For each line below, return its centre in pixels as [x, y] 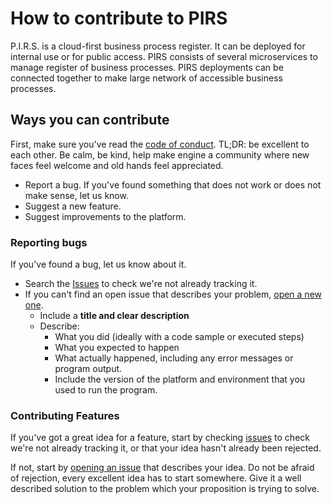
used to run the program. [106, 390]
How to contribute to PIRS [119, 18]
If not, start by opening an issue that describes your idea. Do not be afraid [162, 468]
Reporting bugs [49, 242]
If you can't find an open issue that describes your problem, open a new [173, 294]
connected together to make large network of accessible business [146, 78]
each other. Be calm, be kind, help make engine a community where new [160, 154]
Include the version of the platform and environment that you [180, 379]
